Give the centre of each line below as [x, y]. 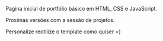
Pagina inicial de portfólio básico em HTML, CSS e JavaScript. [81, 9]
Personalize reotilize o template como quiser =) [63, 31]
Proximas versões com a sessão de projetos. [60, 20]
